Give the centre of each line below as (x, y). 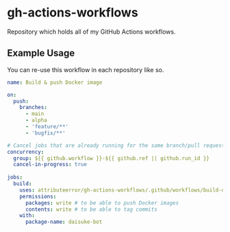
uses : (27, 190)
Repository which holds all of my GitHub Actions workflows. (91, 32)
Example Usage (41, 53)
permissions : (38, 196)
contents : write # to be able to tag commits (91, 209)
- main (35, 114)
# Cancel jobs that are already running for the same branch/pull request (116, 146)
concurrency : (26, 152)
